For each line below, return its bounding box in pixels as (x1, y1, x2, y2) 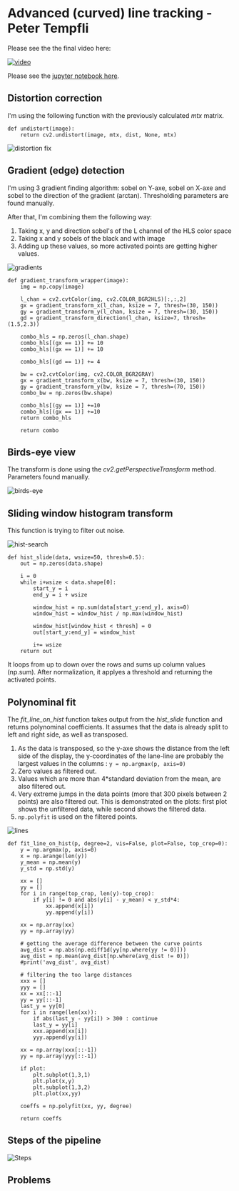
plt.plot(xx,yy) (33, 1090, 81, 1097)
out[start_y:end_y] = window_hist (33, 629, 136, 637)
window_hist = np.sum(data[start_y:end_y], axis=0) (33, 604, 190, 612)
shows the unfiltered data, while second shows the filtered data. (17, 805, 207, 813)
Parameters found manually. (7, 473, 91, 482)
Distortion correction (7, 92, 103, 104)
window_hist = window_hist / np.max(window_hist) (33, 610, 183, 617)
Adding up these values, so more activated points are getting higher (17, 241, 218, 250)
